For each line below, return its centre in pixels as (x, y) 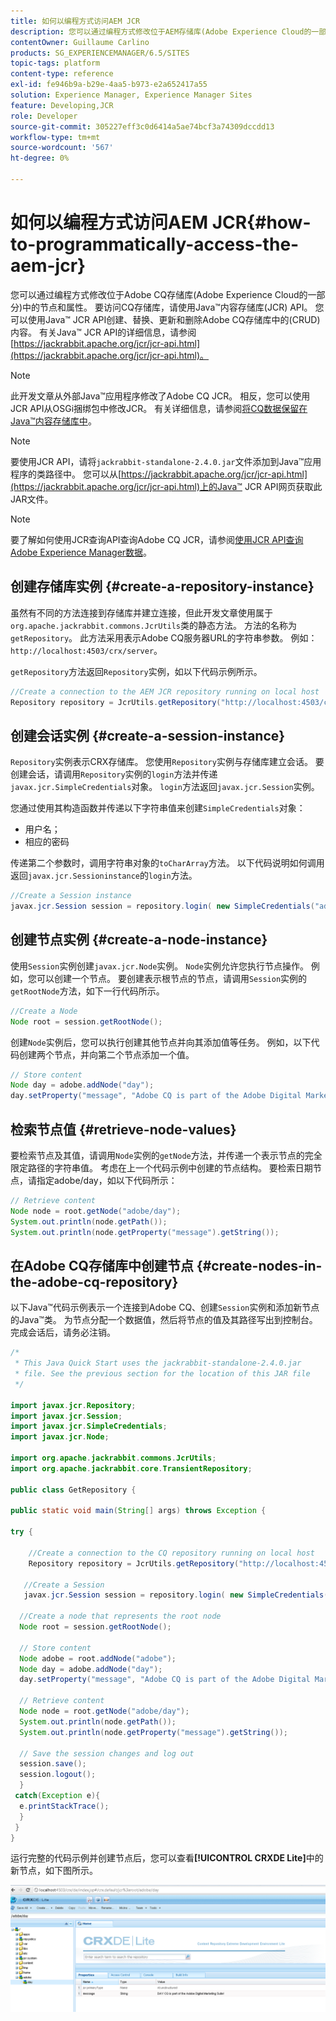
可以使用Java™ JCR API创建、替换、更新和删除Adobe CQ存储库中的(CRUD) (165, 319)
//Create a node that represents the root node (120, 1616)
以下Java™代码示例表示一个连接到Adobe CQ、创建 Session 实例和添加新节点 (165, 1307)
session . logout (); (58, 1775)
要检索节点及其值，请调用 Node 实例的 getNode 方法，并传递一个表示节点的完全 (166, 1155)
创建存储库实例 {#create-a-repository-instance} (162, 586)
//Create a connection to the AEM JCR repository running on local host (165, 691)
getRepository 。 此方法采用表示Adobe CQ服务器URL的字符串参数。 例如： (164, 637)
